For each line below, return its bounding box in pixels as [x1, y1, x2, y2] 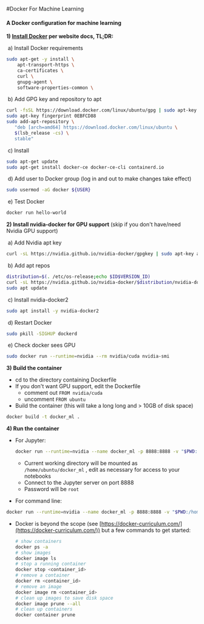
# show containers [15, 538, 62, 544]
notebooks [24, 472, 52, 480]
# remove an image [15, 583, 62, 590]
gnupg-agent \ [17, 79, 53, 85]
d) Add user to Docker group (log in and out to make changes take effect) [7, 175, 192, 182]
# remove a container [15, 572, 70, 578]
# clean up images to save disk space [15, 595, 114, 601]
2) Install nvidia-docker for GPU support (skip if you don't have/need [6, 221, 181, 228]
